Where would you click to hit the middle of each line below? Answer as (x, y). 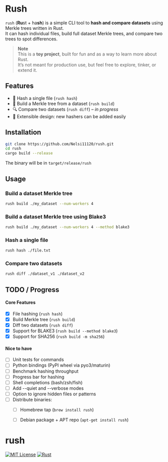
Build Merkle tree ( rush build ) (44, 319)
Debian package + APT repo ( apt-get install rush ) (74, 420)
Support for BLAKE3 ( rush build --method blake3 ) (65, 331)
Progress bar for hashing (38, 377)
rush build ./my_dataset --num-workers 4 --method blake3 (67, 227)
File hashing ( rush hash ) (38, 314)
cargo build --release (29, 153)
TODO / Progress (32, 290)
